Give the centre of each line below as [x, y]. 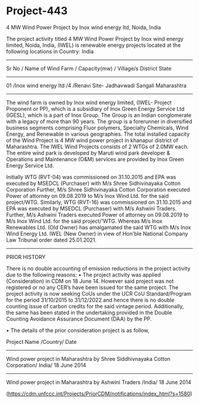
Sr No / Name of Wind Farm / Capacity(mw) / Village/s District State [89, 68]
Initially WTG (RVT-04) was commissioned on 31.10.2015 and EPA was [91, 177]
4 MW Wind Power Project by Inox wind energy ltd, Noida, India [84, 27]
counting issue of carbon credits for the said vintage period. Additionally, [95, 306]
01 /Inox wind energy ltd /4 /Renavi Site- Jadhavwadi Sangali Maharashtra [96, 85]
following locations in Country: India [50, 51]
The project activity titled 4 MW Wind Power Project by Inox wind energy [95, 39]
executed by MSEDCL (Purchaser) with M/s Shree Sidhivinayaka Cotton [93, 183]
